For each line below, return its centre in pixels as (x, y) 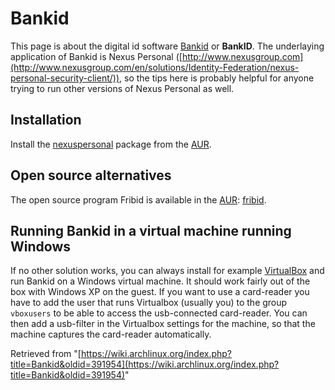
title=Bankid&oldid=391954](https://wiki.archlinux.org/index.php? (145, 364)
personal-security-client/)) (65, 78)
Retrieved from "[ (46, 354)
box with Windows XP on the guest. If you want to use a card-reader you (160, 292)
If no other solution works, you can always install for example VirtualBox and (167, 271)
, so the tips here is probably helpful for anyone (217, 78)
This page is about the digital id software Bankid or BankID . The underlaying (167, 46)
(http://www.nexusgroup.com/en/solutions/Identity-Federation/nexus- (155, 67)
